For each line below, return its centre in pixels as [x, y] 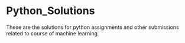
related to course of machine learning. [53, 33]
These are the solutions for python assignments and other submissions [92, 27]
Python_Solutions [51, 11]
